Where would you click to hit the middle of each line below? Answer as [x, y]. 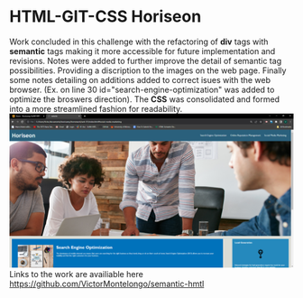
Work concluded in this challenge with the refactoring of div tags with [139, 42]
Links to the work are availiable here [77, 274]
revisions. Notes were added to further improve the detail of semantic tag [146, 61]
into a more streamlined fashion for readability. [96, 108]
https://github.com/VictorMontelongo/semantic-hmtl [107, 284]
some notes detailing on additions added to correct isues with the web [140, 79]
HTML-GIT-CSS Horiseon [106, 17]
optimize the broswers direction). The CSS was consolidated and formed [145, 99]
